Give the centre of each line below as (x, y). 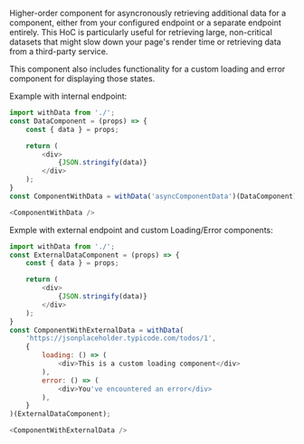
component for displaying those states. (82, 79)
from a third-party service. (59, 52)
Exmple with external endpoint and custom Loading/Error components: (141, 230)
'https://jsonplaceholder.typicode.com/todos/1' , (121, 338)
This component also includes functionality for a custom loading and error (147, 69)
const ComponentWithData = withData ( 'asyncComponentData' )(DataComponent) (153, 196)
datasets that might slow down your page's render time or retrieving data (146, 42)
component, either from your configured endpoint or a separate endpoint (146, 23)
